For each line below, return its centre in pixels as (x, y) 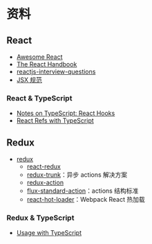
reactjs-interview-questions (56, 71)
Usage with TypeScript (49, 233)
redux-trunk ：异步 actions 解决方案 (77, 175)
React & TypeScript (39, 98)
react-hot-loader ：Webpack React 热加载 (86, 200)
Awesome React (39, 57)
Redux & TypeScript (40, 218)
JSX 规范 (29, 80)
